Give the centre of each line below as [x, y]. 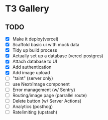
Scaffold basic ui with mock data [46, 45]
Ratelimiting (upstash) [35, 112]
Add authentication [32, 67]
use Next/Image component [41, 84]
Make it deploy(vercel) [35, 39]
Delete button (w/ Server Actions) [47, 101]
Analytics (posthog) [33, 106]
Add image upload [31, 73]
